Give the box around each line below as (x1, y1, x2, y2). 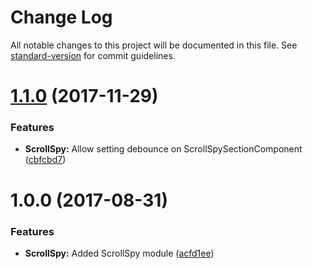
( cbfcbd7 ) (24, 154, 67, 166)
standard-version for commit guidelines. (10, 49, 176, 61)
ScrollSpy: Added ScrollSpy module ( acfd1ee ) (24, 247, 215, 259)
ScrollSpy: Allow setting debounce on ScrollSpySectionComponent (24, 143, 303, 155)
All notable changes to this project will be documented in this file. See (10, 39, 298, 51)
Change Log (10, 6, 113, 29)
